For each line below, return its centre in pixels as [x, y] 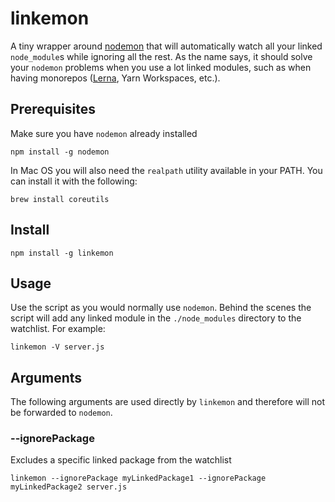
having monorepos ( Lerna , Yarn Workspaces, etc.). [115, 78]
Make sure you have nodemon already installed [104, 133]
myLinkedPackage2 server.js [69, 487]
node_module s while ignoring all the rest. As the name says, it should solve [161, 56]
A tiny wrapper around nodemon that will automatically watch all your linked [166, 46]
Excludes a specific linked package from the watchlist [121, 460]
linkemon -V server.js [57, 347]
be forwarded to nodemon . [61, 413]
